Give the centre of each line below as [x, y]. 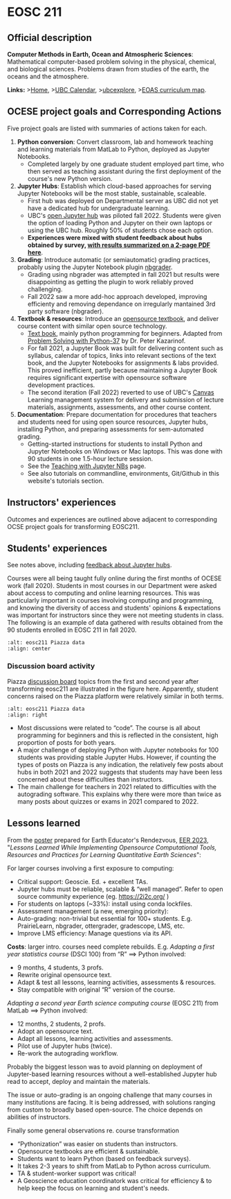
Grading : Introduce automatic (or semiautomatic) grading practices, [114, 259]
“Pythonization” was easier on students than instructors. [98, 1144]
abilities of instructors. [39, 1116]
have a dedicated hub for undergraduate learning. [99, 208]
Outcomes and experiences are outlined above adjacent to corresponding [112, 519]
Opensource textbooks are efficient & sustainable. [89, 1151]
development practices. [61, 385]
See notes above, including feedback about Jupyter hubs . [90, 565]
